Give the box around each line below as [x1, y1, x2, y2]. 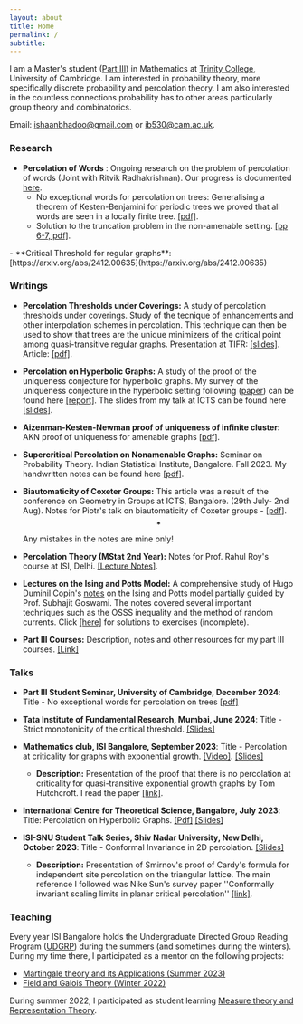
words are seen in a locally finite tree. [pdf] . [35, 210, 199, 222]
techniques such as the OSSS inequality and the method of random [22, 607, 274, 617]
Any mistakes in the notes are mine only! [22, 533, 174, 544]
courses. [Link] [22, 644, 80, 655]
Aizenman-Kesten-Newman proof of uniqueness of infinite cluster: [22, 422, 280, 433]
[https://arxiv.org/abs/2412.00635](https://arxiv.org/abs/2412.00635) [9, 257, 268, 268]
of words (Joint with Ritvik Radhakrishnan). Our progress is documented [22, 172, 292, 183]
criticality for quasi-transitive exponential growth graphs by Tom [35, 778, 276, 789]
